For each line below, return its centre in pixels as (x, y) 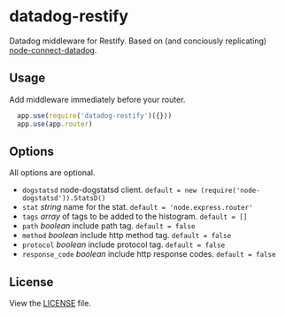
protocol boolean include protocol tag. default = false (123, 244)
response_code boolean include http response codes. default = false (149, 254)
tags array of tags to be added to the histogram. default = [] (135, 216)
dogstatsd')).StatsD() (64, 198)
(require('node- (231, 191)
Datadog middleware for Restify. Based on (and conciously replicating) (138, 41)
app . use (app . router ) (55, 124)
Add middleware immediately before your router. (97, 99)
